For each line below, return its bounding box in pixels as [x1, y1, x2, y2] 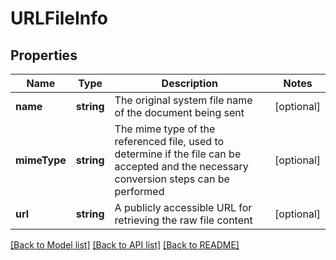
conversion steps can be [114, 172, 230, 186]
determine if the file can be [114, 147, 242, 161]
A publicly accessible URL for [114, 201, 253, 214]
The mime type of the [114, 122, 216, 136]
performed [114, 185, 165, 198]
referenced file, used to [114, 135, 225, 148]
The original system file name [114, 93, 253, 107]
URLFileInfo [10, 7, 109, 30]
